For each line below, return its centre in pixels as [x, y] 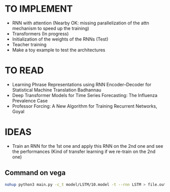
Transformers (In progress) [40, 34]
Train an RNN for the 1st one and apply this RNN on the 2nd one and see [88, 146]
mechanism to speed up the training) [50, 28]
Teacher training [29, 44]
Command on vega [35, 173]
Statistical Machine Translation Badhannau [57, 90]
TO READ [24, 70]
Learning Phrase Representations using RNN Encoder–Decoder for [82, 84]
